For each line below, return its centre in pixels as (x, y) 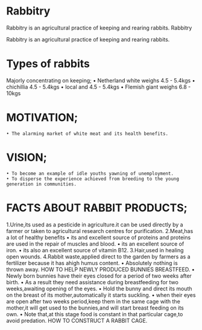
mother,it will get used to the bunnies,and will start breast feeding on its (95, 308)
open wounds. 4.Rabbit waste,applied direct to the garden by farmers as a (99, 257)
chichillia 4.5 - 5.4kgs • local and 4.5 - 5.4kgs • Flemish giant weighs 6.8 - (99, 87)
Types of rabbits (48, 64)
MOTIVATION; (42, 118)
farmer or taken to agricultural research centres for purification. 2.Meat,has (100, 231)
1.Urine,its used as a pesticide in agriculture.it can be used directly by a (95, 225)
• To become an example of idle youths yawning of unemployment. (90, 173)
